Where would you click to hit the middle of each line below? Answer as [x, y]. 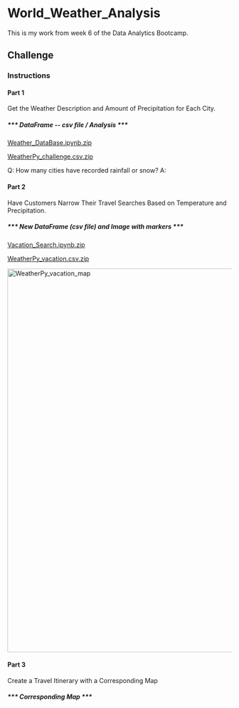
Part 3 [17, 664]
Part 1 [16, 92]
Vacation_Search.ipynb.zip [46, 245]
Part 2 [17, 187]
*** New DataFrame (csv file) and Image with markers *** [95, 227]
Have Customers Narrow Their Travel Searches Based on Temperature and [117, 203]
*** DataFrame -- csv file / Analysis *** [68, 125]
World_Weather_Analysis [84, 13]
